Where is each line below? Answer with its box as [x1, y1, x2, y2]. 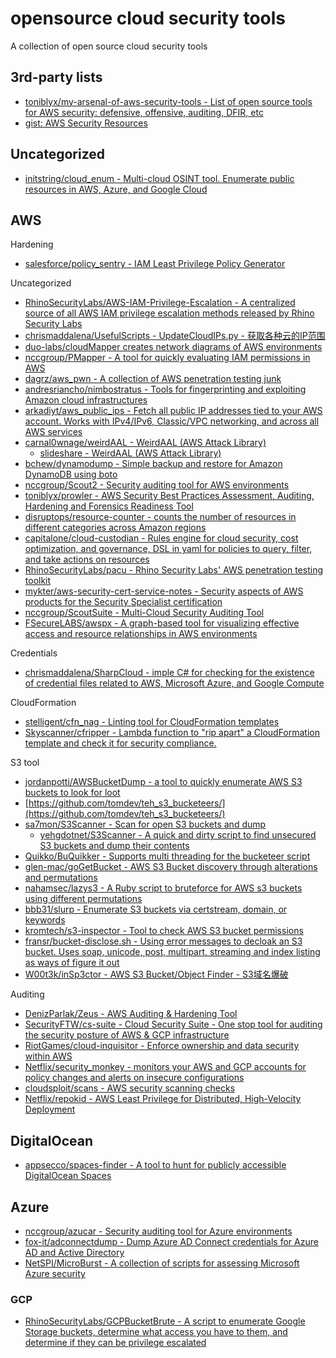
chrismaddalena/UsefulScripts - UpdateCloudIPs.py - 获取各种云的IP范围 [24, 330, 326, 342]
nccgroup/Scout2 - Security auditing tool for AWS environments [24, 479, 290, 491]
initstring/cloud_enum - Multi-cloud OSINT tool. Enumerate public [24, 172, 295, 184]
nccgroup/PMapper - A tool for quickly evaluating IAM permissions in [24, 352, 311, 364]
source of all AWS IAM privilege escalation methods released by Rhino [24, 307, 315, 319]
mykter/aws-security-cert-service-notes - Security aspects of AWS [24, 585, 304, 597]
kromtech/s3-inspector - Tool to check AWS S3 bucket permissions [24, 925, 304, 937]
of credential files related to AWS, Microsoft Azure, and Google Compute [24, 677, 325, 689]
